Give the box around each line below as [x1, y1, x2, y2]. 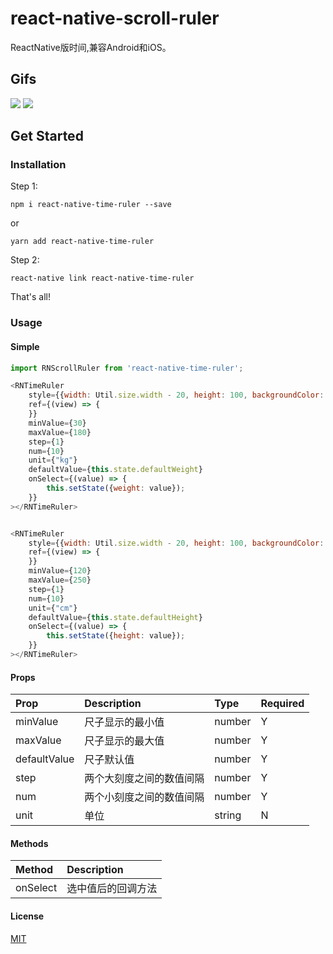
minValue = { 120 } [28, 566, 92, 576]
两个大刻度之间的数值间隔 [84, 772, 205, 786]
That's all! [10, 291, 51, 303]
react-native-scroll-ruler [10, 7, 220, 30]
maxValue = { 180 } [28, 427, 92, 437]
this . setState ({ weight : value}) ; [46, 483, 186, 494]
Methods [10, 837, 49, 849]
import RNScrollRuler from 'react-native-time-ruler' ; [10, 363, 244, 373]
